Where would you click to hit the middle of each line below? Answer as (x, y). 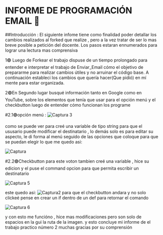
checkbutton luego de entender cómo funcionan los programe (68, 105)
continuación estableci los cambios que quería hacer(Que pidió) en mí (76, 77)
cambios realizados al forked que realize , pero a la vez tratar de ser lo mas (81, 40)
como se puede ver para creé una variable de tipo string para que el (74, 126)
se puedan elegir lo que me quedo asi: (44, 142)
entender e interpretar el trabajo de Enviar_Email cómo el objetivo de (74, 67)
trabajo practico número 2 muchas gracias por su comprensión (69, 227)
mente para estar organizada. (35, 83)
